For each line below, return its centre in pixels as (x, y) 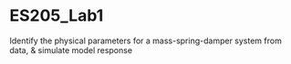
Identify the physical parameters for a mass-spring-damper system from (146, 41)
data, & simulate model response (71, 50)
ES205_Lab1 (57, 16)
